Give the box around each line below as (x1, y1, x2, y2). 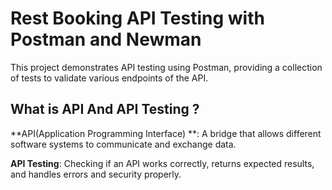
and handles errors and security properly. (10, 168, 182, 180)
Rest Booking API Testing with (10, 7, 265, 30)
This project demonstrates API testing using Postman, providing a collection (10, 61, 323, 73)
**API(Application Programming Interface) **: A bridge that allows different (10, 127, 322, 139)
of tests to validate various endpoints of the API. (10, 72, 209, 84)
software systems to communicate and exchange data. (10, 138, 237, 150)
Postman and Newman (10, 28, 202, 51)
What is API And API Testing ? (10, 101, 200, 118)
